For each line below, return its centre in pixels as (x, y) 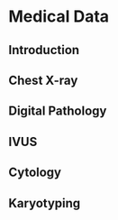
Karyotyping (45, 203)
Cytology (35, 173)
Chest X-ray (43, 80)
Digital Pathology (58, 111)
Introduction (44, 50)
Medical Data (59, 17)
